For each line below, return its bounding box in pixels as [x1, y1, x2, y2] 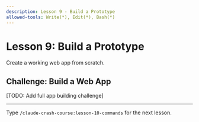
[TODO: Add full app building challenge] [6, 92, 104, 99]
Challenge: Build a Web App [6, 76, 111, 86]
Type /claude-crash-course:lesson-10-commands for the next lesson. [6, 109, 172, 116]
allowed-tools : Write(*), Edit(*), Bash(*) [6, 14, 115, 20]
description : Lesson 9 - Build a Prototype [6, 8, 115, 15]
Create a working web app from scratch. [6, 59, 105, 66]
